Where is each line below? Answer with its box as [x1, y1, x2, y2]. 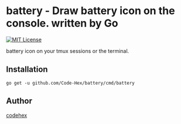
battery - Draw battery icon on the [6, 4, 175, 18]
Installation [6, 65, 48, 75]
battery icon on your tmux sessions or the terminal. [6, 47, 129, 54]
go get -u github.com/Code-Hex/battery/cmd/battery [6, 80, 135, 86]
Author [6, 96, 32, 106]
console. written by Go [6, 16, 118, 30]
